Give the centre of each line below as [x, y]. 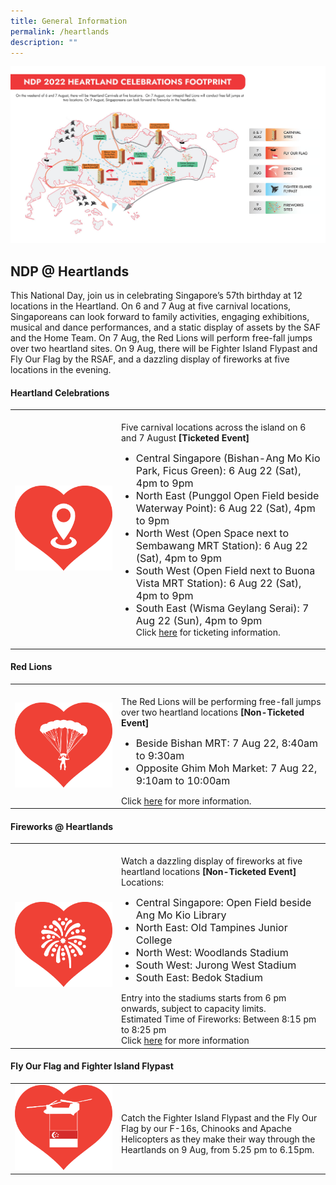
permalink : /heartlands [60, 31]
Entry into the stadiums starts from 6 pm [204, 998]
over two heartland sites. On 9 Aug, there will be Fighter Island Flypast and [164, 349]
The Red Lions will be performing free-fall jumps [221, 701]
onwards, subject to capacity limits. [194, 1009]
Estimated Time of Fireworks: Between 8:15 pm [219, 1019]
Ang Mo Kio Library [181, 915]
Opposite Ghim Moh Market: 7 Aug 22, [226, 768]
